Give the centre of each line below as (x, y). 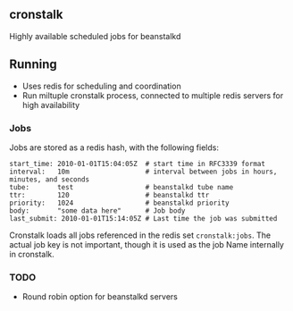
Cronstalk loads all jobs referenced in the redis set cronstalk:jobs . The (140, 235)
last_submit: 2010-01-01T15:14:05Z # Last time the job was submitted (143, 218)
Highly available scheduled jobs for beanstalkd (95, 36)
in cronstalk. (32, 254)
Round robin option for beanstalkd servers (100, 297)
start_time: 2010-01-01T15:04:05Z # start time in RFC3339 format (138, 164)
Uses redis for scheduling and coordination (101, 86)
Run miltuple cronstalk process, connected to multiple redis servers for (153, 95)
